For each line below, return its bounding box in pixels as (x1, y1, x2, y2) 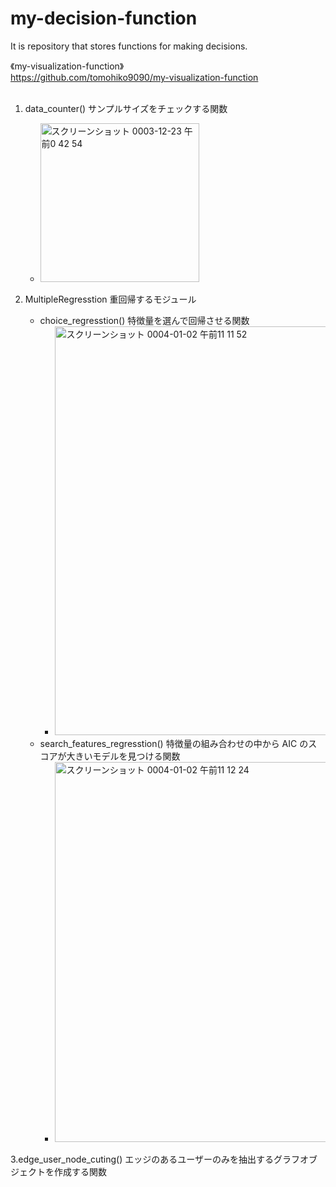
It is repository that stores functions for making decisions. (10, 40, 248, 52)
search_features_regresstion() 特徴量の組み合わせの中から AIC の (39, 737, 309, 749)
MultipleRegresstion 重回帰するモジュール (24, 293, 197, 305)
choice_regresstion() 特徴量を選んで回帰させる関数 (39, 314, 250, 326)
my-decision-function (10, 7, 198, 30)
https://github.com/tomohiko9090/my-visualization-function (10, 71, 259, 83)
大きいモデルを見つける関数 (66, 750, 181, 762)
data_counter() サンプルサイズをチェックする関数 (24, 102, 228, 114)
